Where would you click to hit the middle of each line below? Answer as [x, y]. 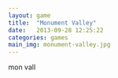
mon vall [22, 67]
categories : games [38, 37]
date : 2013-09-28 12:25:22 [56, 30]
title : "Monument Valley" [52, 23]
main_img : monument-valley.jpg [59, 45]
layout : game [29, 15]
